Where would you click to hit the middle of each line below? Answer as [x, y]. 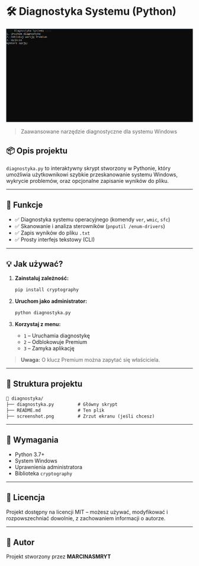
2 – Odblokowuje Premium [55, 342]
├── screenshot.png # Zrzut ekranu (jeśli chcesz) [81, 416]
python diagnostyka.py [43, 313]
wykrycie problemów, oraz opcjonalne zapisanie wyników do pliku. [88, 181]
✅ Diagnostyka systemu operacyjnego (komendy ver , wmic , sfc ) [92, 219]
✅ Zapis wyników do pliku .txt [52, 233]
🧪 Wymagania [32, 440]
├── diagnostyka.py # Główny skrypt [62, 404]
